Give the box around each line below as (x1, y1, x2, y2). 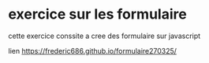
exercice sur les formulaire (8, 5, 187, 23)
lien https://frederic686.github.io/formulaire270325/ (8, 46, 177, 55)
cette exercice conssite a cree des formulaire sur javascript (8, 31, 201, 40)
